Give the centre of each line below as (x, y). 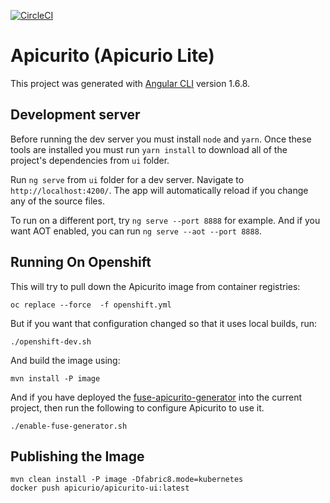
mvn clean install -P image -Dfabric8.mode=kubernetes (127, 480)
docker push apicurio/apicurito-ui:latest (100, 488)
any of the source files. (57, 201)
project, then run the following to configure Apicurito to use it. (137, 407)
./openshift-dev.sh (51, 341)
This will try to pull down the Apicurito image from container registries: (155, 286)
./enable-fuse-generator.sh (69, 426)
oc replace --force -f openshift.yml (91, 305)
